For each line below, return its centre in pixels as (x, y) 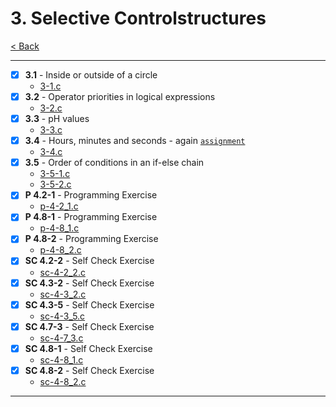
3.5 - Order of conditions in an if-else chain (114, 163)
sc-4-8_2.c (63, 381)
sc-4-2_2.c (62, 272)
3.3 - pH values (57, 119)
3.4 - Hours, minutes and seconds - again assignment (135, 141)
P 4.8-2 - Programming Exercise (91, 239)
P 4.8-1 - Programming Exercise (91, 217)
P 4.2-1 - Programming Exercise (91, 195)
